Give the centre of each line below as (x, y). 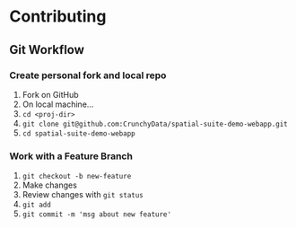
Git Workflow (47, 50)
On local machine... (58, 104)
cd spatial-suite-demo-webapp (79, 133)
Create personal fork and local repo (88, 75)
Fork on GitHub (50, 94)
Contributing (58, 17)
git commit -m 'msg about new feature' (97, 215)
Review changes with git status (83, 195)
